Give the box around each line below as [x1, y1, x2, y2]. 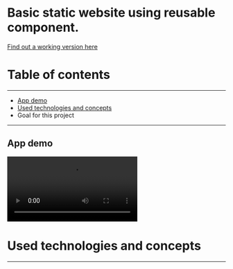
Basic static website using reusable [7, 5, 216, 21]
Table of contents [7, 67, 111, 83]
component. [7, 19, 80, 35]
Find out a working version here [7, 42, 98, 51]
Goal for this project [17, 111, 75, 119]
